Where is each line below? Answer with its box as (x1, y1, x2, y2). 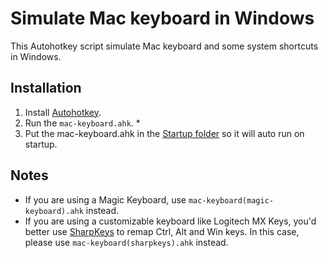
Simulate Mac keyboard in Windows (10, 7, 315, 30)
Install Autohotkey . (24, 106, 102, 118)
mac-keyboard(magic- (188, 195, 274, 206)
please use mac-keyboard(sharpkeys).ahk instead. (24, 236, 229, 248)
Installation (10, 80, 82, 97)
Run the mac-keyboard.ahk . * (24, 117, 141, 129)
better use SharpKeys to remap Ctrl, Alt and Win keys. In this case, (24, 225, 300, 237)
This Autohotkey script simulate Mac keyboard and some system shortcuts (10, 40, 319, 52)
